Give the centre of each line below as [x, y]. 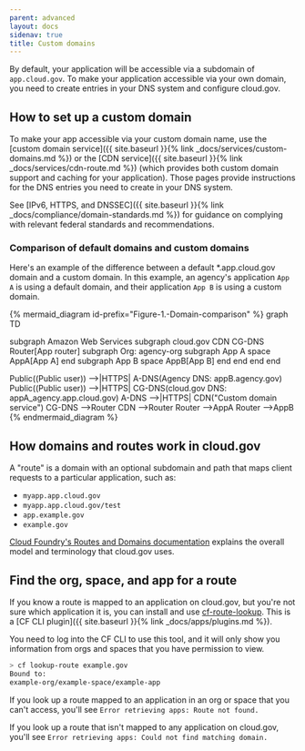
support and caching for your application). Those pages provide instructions [152, 178]
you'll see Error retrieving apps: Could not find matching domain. [139, 736]
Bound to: [28, 674]
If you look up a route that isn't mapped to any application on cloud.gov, [144, 727]
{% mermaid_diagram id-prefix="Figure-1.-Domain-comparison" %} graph [149, 314]
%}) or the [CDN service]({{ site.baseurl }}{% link [150, 158]
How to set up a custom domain [101, 117]
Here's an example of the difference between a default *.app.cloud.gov [142, 268]
